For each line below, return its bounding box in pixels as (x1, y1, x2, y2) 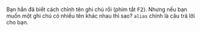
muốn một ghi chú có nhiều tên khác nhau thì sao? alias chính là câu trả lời (6, 12, 195, 19)
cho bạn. (6, 19, 29, 26)
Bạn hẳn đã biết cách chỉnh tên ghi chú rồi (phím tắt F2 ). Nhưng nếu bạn (6, 6, 187, 13)
